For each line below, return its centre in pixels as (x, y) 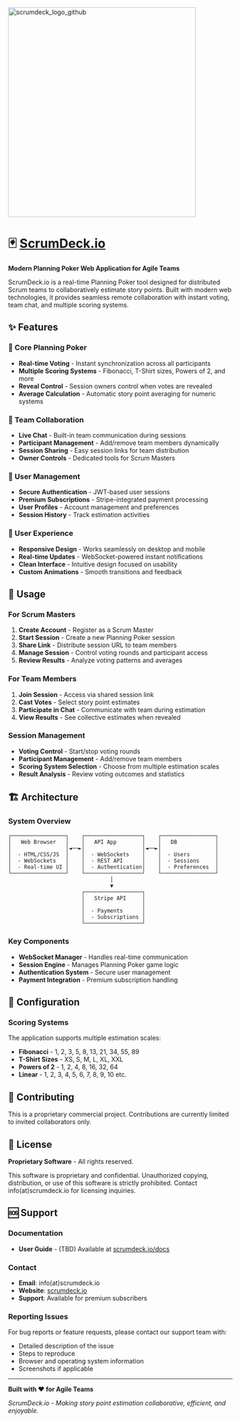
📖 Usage (27, 594)
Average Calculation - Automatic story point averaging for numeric (117, 394)
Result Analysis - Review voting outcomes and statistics (101, 773)
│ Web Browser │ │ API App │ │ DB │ (114, 842)
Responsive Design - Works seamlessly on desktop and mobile (112, 549)
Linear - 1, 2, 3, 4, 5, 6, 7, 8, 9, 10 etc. (72, 1075)
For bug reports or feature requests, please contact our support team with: (118, 1332)
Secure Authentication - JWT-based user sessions (94, 492)
